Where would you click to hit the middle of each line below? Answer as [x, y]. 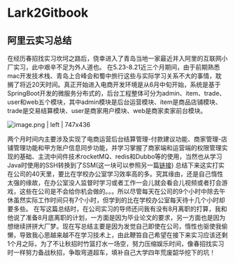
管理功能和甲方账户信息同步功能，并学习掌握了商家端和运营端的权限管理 [117, 148]
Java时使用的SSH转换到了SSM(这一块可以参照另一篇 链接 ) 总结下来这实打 [113, 165]
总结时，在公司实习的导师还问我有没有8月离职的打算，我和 [142, 209]
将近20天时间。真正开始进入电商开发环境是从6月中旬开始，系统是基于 [120, 84]
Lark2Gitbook [48, 13]
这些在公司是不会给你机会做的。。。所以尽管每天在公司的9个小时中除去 [119, 191]
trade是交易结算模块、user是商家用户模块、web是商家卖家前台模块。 [107, 111]
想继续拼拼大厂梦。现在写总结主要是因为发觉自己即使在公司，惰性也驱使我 [114, 226]
